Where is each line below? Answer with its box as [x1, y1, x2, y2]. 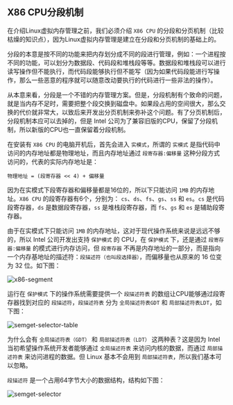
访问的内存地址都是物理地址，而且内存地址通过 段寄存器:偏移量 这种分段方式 [7, 149, 221, 157]
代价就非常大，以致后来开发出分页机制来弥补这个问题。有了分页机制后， [19, 108, 226, 116]
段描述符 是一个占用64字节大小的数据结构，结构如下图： [7, 376, 165, 384]
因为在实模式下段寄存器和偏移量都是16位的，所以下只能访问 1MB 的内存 [7, 185, 209, 194]
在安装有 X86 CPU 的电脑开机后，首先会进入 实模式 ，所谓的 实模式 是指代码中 [7, 140, 221, 148]
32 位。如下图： [15, 261, 61, 270]
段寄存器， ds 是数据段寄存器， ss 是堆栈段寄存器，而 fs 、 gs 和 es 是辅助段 [7, 203, 219, 211]
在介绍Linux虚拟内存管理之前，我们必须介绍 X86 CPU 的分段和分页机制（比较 [7, 26, 224, 35]
